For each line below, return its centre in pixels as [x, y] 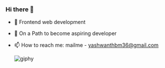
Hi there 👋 [20, 9]
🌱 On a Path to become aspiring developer [65, 33]
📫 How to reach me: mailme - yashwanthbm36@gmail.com [86, 45]
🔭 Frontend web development [50, 22]
